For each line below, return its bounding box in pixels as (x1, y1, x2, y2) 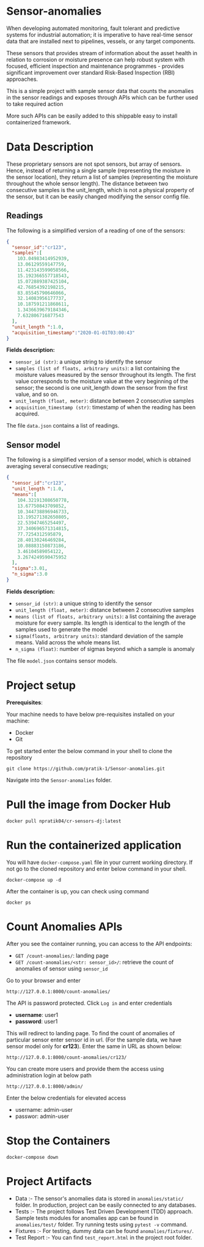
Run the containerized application (6, 838, 182, 852)
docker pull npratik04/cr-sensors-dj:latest (6, 818, 122, 824)
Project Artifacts (6, 1174, 92, 1188)
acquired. (15, 410, 40, 417)
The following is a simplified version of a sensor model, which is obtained (6, 456, 191, 463)
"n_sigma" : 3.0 (12, 571, 48, 578)
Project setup (6, 679, 76, 693)
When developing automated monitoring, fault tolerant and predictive (6, 24, 180, 32)
